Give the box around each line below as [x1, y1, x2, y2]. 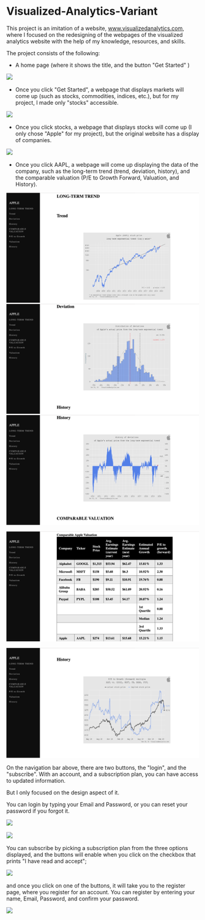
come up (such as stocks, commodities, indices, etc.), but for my [15, 92, 179, 99]
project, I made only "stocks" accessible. [15, 99, 119, 106]
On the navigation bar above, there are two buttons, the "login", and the [6, 764, 187, 771]
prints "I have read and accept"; [6, 857, 87, 865]
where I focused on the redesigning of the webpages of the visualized [6, 31, 183, 38]
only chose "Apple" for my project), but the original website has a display [15, 130, 199, 137]
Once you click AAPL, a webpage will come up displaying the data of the [15, 161, 199, 168]
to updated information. [6, 777, 66, 784]
